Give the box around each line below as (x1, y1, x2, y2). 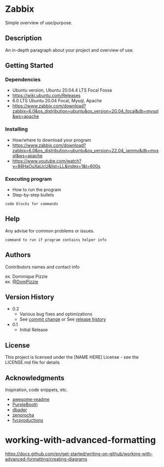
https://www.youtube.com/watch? (12, 158, 82, 164)
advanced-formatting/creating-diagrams (5, 456, 88, 462)
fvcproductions (12, 417, 43, 423)
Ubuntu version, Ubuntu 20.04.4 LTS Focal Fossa (12, 87, 112, 93)
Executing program (5, 175, 52, 182)
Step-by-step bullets (12, 192, 54, 198)
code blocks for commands (5, 201, 58, 206)
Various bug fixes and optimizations (19, 311, 93, 317)
